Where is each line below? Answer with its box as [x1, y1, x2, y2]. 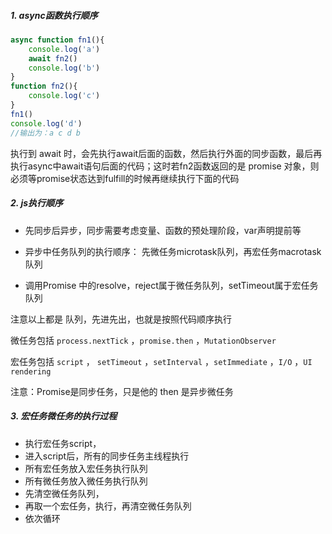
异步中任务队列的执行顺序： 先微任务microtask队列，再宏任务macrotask [24, 245, 322, 257]
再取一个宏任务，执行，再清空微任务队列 [24, 500, 192, 512]
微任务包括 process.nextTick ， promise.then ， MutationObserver [10, 334, 277, 346]
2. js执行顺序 [10, 197, 64, 209]
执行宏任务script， [24, 437, 102, 449]
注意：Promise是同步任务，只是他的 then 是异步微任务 [10, 385, 234, 397]
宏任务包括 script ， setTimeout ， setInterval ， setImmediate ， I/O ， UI [10, 355, 313, 367]
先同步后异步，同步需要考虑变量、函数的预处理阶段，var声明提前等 [24, 224, 302, 236]
